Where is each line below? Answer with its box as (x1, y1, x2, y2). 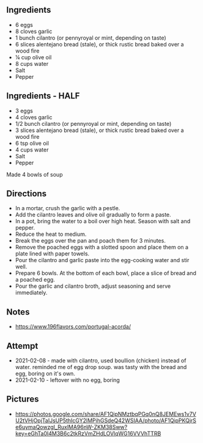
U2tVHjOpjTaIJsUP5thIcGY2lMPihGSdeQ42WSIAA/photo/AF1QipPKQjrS (15, 417, 197, 424)
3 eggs (15, 107, 34, 114)
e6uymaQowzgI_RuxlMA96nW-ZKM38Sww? (15, 423, 128, 430)
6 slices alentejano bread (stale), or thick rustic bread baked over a (15, 40, 185, 48)
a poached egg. (15, 276, 55, 284)
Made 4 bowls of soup (6, 170, 63, 178)
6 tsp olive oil (15, 139, 49, 147)
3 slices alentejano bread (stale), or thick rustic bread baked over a (15, 126, 185, 134)
